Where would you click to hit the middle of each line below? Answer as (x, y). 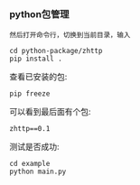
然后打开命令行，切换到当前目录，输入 (70, 35)
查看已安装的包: (38, 77)
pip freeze (30, 94)
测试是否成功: (35, 147)
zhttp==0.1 (30, 129)
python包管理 (39, 14)
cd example (30, 164)
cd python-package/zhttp (56, 51)
